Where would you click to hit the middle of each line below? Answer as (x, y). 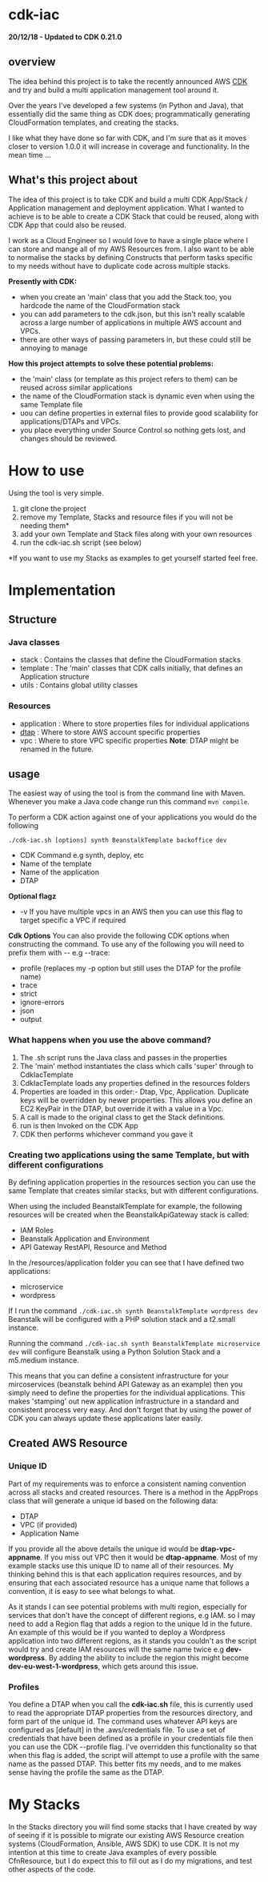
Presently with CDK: (43, 281)
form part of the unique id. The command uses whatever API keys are (123, 1721)
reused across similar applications (76, 387)
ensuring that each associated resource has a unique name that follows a (129, 1583)
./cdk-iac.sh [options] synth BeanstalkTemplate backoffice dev (118, 841)
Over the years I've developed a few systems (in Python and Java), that (126, 105)
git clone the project (53, 508)
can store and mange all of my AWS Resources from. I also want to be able (131, 249)
